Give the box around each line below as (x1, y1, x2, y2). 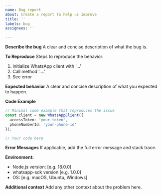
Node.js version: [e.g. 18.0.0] (12, 164, 72, 170)
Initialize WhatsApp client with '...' (12, 63, 81, 69)
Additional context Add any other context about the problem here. (5, 184, 142, 190)
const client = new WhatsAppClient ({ (5, 113, 84, 118)
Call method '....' (12, 68, 46, 75)
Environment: (5, 154, 34, 160)
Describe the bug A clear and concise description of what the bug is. (5, 44, 148, 50)
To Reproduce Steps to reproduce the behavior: (5, 53, 104, 60)
